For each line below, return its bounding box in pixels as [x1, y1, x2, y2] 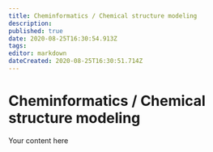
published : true [8, 27, 63, 35]
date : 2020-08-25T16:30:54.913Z [8, 34, 117, 43]
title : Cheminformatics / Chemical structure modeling [8, 11, 198, 20]
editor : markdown [8, 49, 67, 57]
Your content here [8, 135, 69, 146]
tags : [8, 42, 27, 50]
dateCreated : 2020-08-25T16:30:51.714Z [8, 57, 143, 65]
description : [8, 19, 53, 27]
